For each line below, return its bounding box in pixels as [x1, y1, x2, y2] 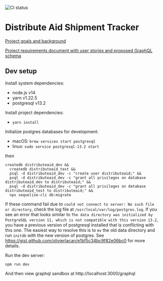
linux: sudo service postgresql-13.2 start [12, 143, 100, 149]
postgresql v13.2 [12, 100, 46, 106]
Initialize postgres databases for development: [5, 128, 99, 135]
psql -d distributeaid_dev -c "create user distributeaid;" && [9, 171, 141, 176]
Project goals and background [5, 38, 66, 44]
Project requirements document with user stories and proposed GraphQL [5, 47, 153, 54]
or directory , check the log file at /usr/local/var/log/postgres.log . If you [5, 206, 157, 212]
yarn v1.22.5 [12, 95, 37, 101]
